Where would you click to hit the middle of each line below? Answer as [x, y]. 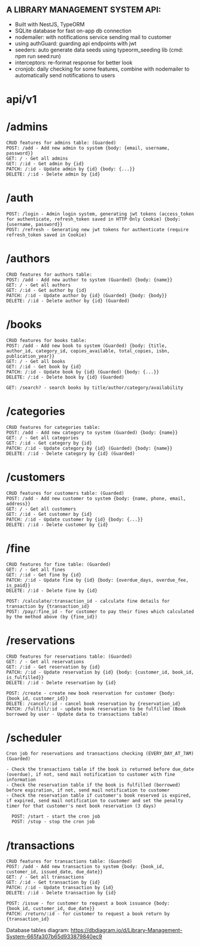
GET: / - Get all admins [37, 158]
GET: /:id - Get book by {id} [44, 367]
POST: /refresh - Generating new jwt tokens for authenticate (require [97, 229]
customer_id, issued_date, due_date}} [54, 872]
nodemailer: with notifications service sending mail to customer [93, 37]
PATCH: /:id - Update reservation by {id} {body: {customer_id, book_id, [100, 672]
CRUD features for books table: [46, 340]
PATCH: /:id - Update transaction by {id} [60, 888]
